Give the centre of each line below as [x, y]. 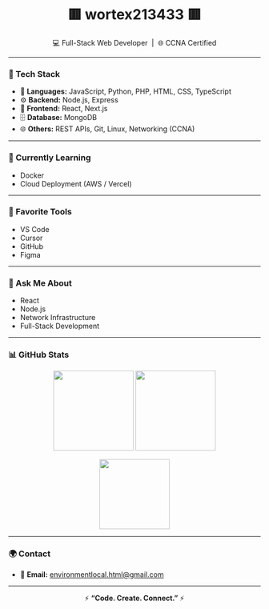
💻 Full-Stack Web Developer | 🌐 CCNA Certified [134, 42]
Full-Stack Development [60, 326]
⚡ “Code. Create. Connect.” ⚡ [134, 598]
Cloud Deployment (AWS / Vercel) [76, 183]
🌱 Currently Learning [50, 158]
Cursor [31, 238]
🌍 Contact [29, 554]
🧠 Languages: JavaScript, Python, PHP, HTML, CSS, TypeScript [126, 91]
